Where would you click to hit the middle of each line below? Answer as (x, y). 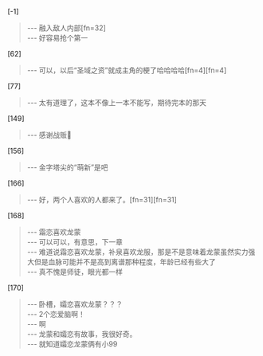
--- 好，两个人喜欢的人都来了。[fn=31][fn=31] (102, 200)
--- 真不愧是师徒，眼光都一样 (75, 272)
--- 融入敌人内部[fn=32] (67, 28)
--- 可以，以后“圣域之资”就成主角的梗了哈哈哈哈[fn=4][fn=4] (127, 70)
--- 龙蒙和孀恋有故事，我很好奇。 (82, 334)
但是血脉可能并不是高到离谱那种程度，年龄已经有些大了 (125, 262)
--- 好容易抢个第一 (57, 38)
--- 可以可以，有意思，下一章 (75, 242)
